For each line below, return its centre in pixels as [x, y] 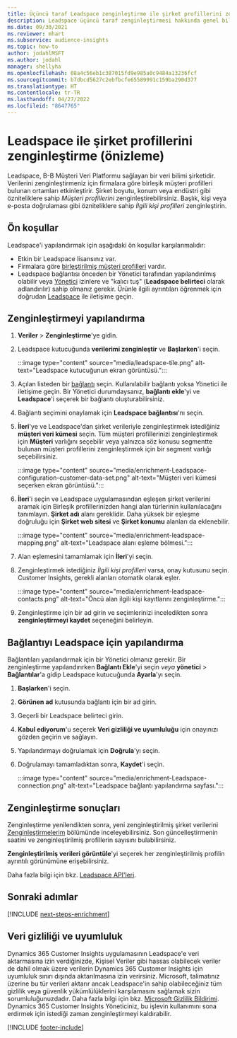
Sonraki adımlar [43, 897]
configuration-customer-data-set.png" [74, 478]
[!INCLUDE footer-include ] [45, 1027]
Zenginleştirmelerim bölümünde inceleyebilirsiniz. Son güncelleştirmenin [113, 833]
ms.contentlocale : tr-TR [44, 93]
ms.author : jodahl [34, 60]
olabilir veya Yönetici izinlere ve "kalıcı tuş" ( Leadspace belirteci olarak [121, 281]
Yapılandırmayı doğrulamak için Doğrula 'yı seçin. [89, 751]
